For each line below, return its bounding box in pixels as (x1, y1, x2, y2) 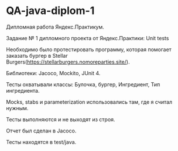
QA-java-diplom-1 (6, 4, 95, 17)
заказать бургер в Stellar (6, 52, 69, 59)
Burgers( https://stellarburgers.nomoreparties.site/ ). (6, 58, 130, 65)
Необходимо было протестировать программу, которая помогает (6, 45, 172, 53)
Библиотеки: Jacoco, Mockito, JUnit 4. (6, 69, 101, 76)
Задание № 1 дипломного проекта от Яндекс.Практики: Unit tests (6, 34, 169, 41)
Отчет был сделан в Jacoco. (6, 127, 77, 134)
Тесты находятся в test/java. (6, 138, 77, 145)
